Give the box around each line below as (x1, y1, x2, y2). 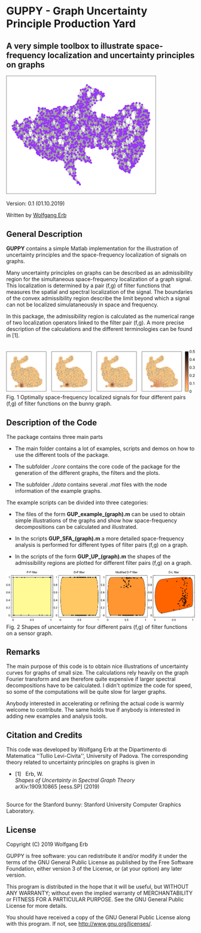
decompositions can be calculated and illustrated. (14, 523, 138, 531)
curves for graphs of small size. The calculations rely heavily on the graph (6, 669, 188, 676)
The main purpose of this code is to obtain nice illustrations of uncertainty (6, 663, 188, 670)
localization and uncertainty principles (47, 50, 195, 61)
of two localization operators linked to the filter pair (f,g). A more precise (6, 319, 184, 326)
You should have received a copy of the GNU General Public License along (6, 913, 190, 921)
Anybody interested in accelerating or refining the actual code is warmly (6, 700, 184, 707)
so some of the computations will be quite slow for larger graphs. (6, 688, 167, 696)
